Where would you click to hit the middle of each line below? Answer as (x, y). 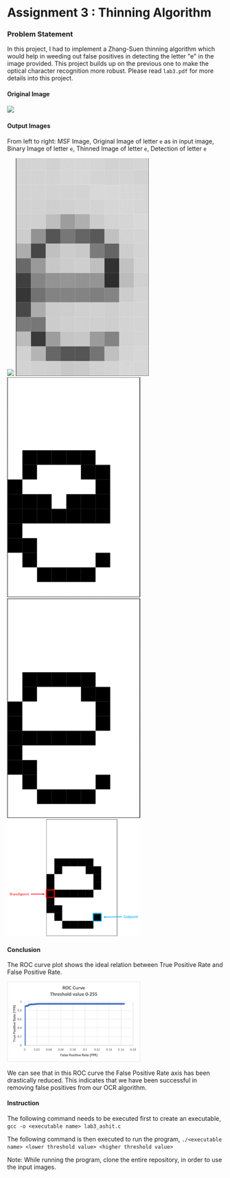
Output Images (29, 126)
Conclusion (24, 949)
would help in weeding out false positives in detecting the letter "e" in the (111, 56)
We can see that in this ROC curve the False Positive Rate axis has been (109, 1073)
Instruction (23, 1103)
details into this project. (40, 78)
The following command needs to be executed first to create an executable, (114, 1118)
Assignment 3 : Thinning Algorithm (109, 13)
